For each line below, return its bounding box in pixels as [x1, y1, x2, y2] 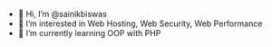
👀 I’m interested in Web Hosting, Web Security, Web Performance [17, 18, 263, 29]
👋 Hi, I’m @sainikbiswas [17, 9, 107, 19]
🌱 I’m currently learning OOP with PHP [17, 28, 161, 38]
